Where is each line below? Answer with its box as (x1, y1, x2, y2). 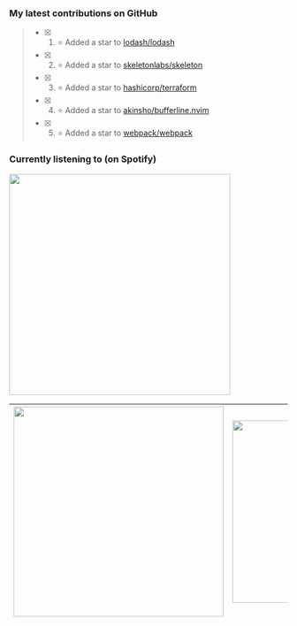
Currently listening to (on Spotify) (9, 153, 157, 165)
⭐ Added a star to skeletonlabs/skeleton (57, 60, 203, 71)
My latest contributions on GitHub (9, 7, 158, 19)
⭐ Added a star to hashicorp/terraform (57, 82, 197, 93)
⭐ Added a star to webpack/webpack (57, 127, 193, 139)
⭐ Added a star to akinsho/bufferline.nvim (57, 105, 209, 116)
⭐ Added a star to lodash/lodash (57, 37, 175, 48)
